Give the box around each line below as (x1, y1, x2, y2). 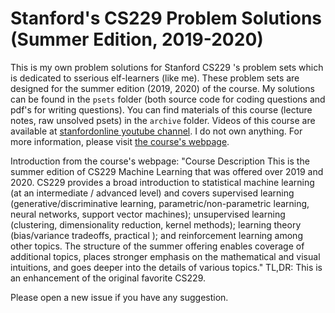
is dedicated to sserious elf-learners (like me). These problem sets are (10, 72, 300, 84)
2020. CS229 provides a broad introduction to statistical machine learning (10, 176, 315, 188)
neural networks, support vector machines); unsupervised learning (10, 208, 286, 220)
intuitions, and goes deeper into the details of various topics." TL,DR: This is (10, 261, 323, 273)
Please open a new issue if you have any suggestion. (10, 291, 229, 303)
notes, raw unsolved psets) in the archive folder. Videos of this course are (10, 114, 316, 126)
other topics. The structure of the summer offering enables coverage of (10, 240, 305, 252)
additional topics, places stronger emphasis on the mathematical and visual (10, 250, 321, 262)
